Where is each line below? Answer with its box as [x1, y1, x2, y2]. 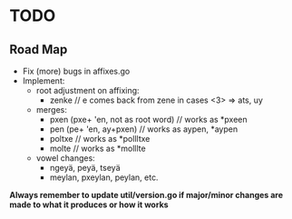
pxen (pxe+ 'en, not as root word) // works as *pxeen [49, 114, 248, 124]
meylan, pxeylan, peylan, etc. [49, 172, 159, 183]
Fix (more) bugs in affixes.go [22, 65, 131, 76]
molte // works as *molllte [49, 143, 147, 154]
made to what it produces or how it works [9, 199, 170, 210]
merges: [35, 105, 68, 114]
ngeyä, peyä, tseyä [49, 163, 121, 173]
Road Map [9, 42, 68, 57]
